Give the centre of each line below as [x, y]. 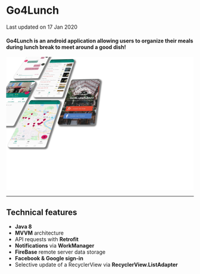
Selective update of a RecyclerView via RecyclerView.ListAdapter [96, 265]
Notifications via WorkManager [54, 246]
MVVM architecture [39, 233]
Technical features [42, 212]
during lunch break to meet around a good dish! [66, 47]
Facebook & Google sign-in [49, 258]
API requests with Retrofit [47, 239]
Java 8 [23, 227]
